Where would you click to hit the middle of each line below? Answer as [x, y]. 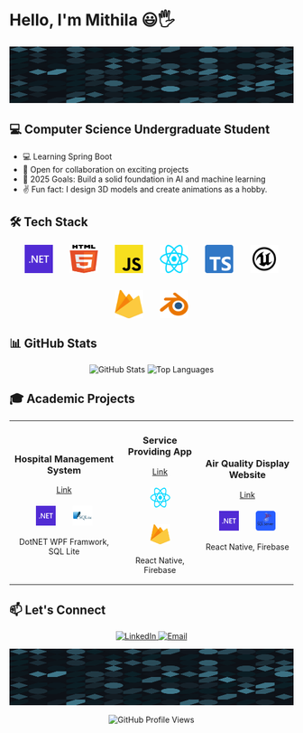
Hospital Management [64, 458]
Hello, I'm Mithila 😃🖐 [92, 20]
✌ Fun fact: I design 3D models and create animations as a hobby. [145, 189]
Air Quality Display [248, 464]
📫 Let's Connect [58, 610]
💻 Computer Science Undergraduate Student [140, 130]
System [64, 470]
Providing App [160, 452]
